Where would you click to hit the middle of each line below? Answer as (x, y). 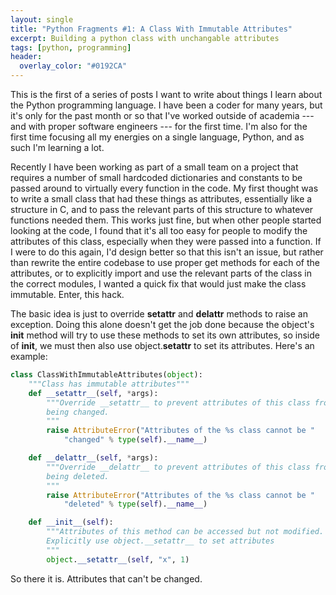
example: (29, 356)
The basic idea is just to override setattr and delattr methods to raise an (159, 314)
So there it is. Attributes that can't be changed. (106, 578)
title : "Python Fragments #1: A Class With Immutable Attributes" (151, 29)
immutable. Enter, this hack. (67, 294)
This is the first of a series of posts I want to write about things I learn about (166, 94)
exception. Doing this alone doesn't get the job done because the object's (162, 324)
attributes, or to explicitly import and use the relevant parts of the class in (161, 273)
